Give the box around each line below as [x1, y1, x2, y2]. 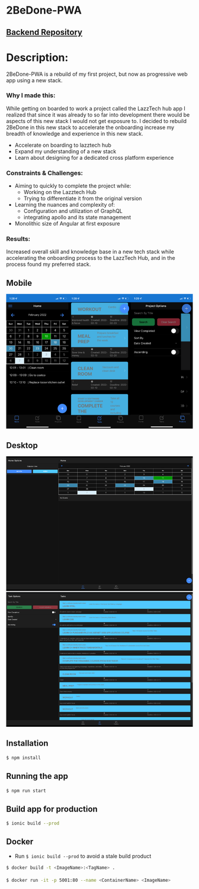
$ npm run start [6, 788, 46, 794]
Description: [6, 51, 69, 64]
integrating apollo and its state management [23, 214, 131, 221]
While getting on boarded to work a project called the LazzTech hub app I [6, 105, 185, 112]
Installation [6, 738, 49, 749]
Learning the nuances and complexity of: [14, 201, 115, 208]
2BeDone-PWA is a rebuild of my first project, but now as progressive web [6, 70, 188, 78]
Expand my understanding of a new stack [14, 147, 117, 154]
